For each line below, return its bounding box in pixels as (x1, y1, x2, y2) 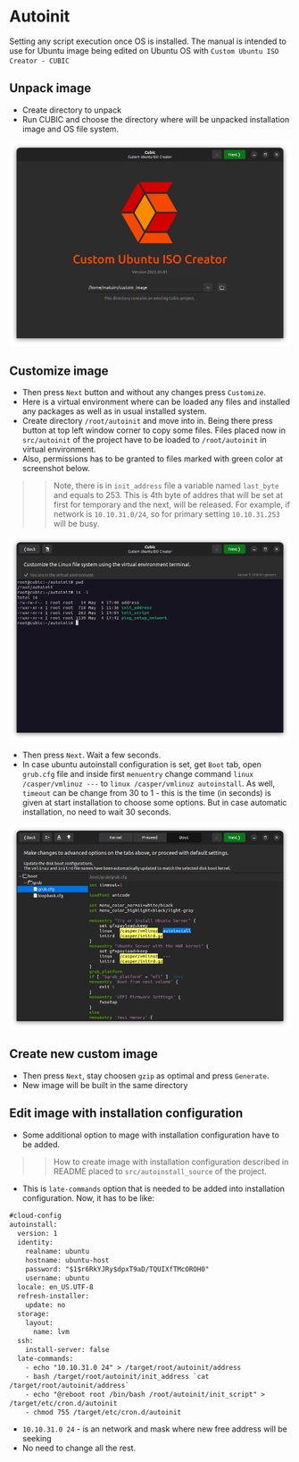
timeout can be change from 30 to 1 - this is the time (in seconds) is (21, 788, 272, 799)
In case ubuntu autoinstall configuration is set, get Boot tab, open (21, 759, 262, 770)
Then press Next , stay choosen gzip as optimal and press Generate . (21, 1070, 270, 1081)
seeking (21, 1432, 52, 1443)
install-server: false (25, 1345, 110, 1354)
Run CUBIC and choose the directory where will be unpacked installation (21, 114, 290, 124)
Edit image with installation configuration (9, 1106, 244, 1121)
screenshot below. (21, 463, 91, 474)
